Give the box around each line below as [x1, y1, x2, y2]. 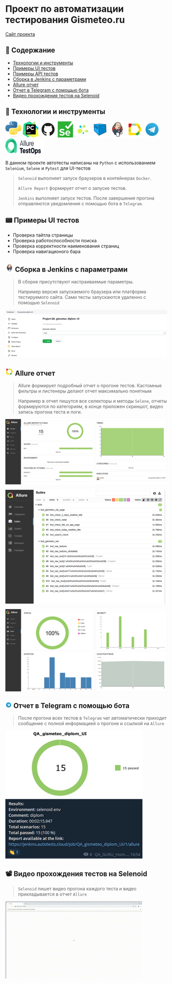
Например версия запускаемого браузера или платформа [17, 289, 146, 295]
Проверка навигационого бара [12, 248, 81, 255]
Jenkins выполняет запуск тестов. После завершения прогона [17, 195, 155, 201]
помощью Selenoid [17, 299, 60, 306]
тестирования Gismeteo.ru [5, 14, 125, 26]
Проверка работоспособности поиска [12, 238, 97, 244]
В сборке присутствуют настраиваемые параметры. [17, 279, 134, 285]
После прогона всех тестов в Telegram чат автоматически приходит [17, 715, 167, 721]
